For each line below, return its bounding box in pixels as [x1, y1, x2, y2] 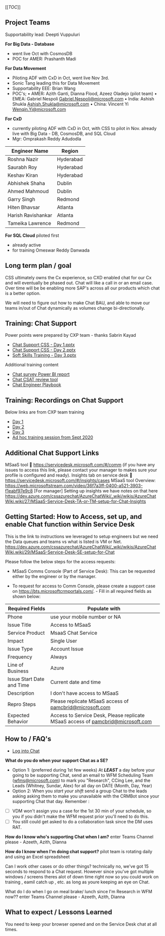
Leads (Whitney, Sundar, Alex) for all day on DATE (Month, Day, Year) [12, 782, 152, 788]
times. [5, 926, 18, 932]
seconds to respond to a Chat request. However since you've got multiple [5, 869, 154, 874]
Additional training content [5, 362, 59, 368]
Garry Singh [7, 195, 35, 202]
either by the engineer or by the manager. [12, 573, 97, 579]
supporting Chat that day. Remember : [12, 798, 90, 804]
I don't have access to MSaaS [50, 689, 119, 696]
